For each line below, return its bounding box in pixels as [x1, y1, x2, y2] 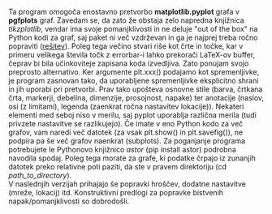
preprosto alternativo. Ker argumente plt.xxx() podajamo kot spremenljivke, [8, 67, 260, 76]
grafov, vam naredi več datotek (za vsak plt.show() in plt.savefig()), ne [8, 127, 244, 137]
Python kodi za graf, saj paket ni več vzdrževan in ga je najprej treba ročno [8, 32, 258, 42]
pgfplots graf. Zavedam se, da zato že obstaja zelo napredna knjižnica [8, 15, 245, 25]
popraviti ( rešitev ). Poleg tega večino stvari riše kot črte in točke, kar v [8, 41, 244, 51]
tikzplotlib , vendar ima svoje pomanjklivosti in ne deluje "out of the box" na [8, 24, 258, 33]
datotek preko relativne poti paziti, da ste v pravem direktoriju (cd [8, 162, 227, 171]
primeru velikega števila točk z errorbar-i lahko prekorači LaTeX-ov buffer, [8, 50, 256, 59]
